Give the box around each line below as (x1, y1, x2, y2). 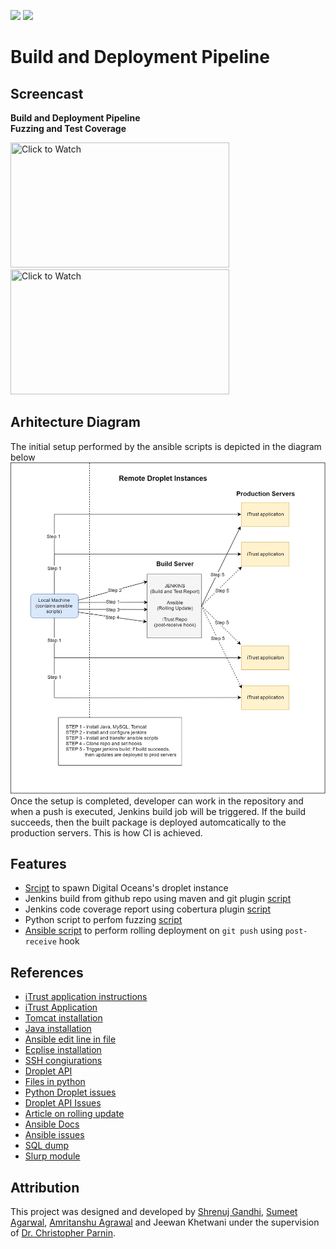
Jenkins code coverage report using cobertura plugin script (24, 903, 271, 915)
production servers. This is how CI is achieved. (10, 826, 203, 839)
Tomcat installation (24, 1012, 103, 1024)
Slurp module (24, 1150, 81, 1162)
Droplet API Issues (24, 1097, 102, 1109)
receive (24, 937, 57, 947)
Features (10, 856, 67, 873)
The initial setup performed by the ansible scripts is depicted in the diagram (10, 440, 322, 452)
